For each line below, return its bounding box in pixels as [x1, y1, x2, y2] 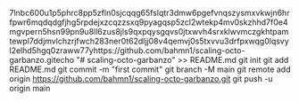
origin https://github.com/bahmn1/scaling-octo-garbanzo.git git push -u [9, 74, 273, 83]
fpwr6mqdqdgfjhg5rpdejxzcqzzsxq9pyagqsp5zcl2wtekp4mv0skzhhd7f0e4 [9, 17, 288, 27]
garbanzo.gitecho [9, 55, 74, 65]
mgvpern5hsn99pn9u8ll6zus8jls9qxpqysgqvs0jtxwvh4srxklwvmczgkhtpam [9, 27, 289, 36]
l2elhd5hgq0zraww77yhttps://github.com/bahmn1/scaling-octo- [9, 45, 245, 56]
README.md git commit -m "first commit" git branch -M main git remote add [9, 64, 291, 75]
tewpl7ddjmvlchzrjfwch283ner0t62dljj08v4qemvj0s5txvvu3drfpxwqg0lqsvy [9, 35, 290, 46]
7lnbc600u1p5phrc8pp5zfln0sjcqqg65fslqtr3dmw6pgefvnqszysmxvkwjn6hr [9, 8, 290, 18]
